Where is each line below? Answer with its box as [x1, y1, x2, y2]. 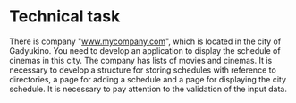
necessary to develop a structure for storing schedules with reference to [9, 64, 277, 75]
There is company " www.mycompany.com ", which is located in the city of [9, 36, 282, 47]
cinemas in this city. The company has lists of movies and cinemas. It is [9, 55, 273, 65]
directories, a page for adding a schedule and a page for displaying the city [9, 73, 287, 84]
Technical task [9, 6, 121, 27]
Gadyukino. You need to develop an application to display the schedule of [9, 45, 281, 56]
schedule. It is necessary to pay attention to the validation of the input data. [9, 83, 288, 94]
